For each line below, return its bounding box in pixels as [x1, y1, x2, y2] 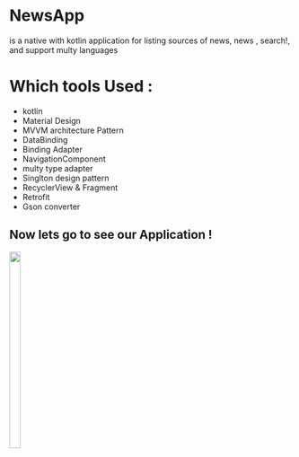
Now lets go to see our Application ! [9, 227, 213, 242]
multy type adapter [22, 163, 93, 173]
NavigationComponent [22, 154, 106, 164]
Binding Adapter [22, 144, 83, 154]
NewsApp [9, 5, 85, 26]
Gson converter [22, 201, 81, 212]
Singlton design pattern [22, 172, 110, 183]
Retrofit [22, 191, 50, 202]
